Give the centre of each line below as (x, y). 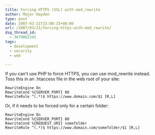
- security (21, 51)
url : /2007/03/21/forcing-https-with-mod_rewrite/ (58, 28)
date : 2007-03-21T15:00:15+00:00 (39, 23)
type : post (16, 19)
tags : (11, 42)
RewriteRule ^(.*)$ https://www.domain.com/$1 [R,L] (60, 97)
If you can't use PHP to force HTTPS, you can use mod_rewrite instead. (78, 74)
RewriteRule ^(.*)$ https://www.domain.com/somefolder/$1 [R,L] (73, 128)
